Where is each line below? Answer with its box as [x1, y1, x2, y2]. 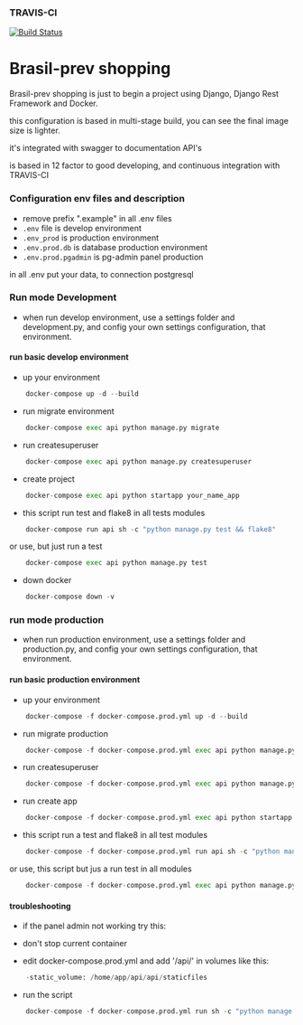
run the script [22, 989, 73, 1000]
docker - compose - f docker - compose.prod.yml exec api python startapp [25, 813, 293, 823]
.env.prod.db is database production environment [22, 241, 208, 252]
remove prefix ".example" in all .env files [22, 212, 173, 223]
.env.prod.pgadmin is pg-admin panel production [22, 251, 204, 262]
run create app [22, 795, 78, 806]
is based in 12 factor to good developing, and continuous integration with [9, 160, 280, 171]
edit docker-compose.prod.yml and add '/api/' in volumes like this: [22, 955, 270, 966]
